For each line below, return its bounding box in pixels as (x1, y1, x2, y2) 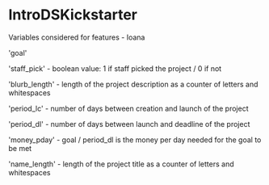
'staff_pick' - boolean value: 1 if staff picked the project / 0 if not (8, 63, 222, 74)
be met (8, 143, 32, 153)
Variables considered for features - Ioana (8, 32, 145, 42)
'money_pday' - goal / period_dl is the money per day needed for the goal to (8, 135, 262, 145)
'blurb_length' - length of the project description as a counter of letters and (8, 79, 258, 89)
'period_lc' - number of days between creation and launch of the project (8, 103, 249, 113)
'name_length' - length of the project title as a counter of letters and (8, 159, 234, 169)
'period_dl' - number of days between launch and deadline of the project (8, 119, 250, 128)
